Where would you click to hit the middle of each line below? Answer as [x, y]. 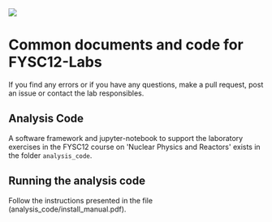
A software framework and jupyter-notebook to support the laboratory [126, 138]
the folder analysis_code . [50, 155]
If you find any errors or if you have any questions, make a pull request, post [136, 84]
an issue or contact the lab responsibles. [76, 93]
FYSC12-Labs [56, 62]
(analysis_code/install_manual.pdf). [67, 209]
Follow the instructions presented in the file [80, 200]
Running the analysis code [77, 181]
